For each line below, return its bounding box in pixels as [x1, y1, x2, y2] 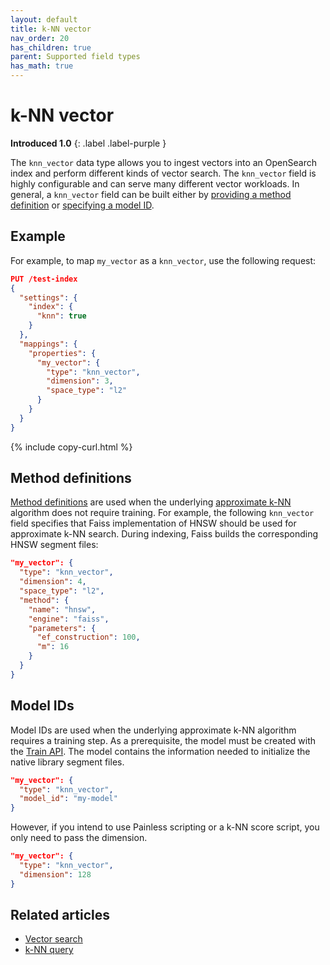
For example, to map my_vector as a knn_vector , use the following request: [10, 254, 317, 266]
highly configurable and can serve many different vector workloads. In [10, 177, 300, 190]
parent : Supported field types [10, 52, 141, 62]
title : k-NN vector [10, 24, 92, 34]
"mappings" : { [19, 339, 78, 349]
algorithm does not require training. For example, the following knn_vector [10, 507, 315, 519]
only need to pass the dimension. [10, 832, 148, 844]
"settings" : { [19, 292, 78, 303]
